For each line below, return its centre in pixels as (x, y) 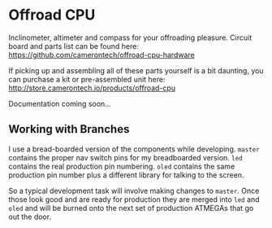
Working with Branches (69, 129)
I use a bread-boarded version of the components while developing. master (134, 149)
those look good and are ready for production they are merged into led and (134, 199)
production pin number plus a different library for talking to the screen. (126, 175)
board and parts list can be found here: (74, 46)
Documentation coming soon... (60, 103)
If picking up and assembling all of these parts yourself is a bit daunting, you (136, 70)
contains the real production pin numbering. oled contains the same (122, 166)
